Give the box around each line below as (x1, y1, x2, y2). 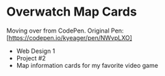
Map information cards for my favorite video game (16, 61, 159, 69)
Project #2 (16, 54, 46, 62)
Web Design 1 (16, 47, 55, 55)
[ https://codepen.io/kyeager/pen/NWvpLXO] (6, 33, 133, 41)
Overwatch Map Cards (6, 4, 138, 20)
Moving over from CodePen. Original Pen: (6, 26, 124, 35)
